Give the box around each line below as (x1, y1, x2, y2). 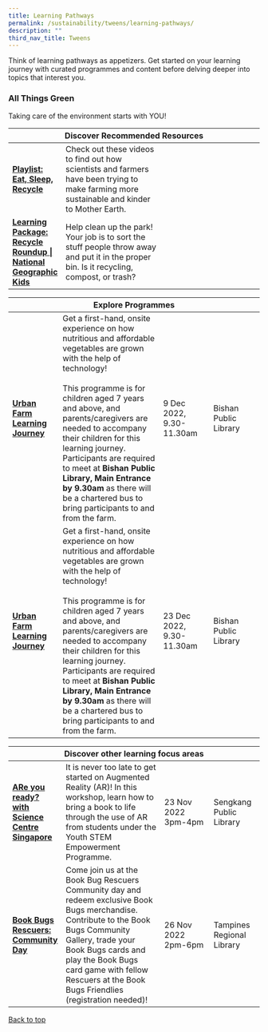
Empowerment (65, 841, 121, 852)
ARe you (12, 781, 45, 792)
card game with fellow (65, 964, 149, 975)
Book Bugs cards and (65, 944, 146, 955)
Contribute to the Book (65, 914, 151, 925)
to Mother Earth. (65, 203, 127, 214)
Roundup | (12, 246, 53, 257)
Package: (12, 226, 49, 237)
